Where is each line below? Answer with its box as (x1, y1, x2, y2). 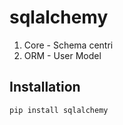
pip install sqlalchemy (9, 105, 109, 115)
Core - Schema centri (23, 39, 114, 51)
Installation (9, 79, 81, 96)
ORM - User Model (23, 49, 102, 61)
